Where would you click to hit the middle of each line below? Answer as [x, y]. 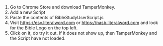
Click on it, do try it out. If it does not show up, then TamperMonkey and [83, 33]
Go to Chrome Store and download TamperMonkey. [63, 7]
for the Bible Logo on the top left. [44, 28]
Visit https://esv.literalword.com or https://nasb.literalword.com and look [84, 23]
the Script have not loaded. [38, 38]
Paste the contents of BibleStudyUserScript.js [57, 17]
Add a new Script [28, 12]
